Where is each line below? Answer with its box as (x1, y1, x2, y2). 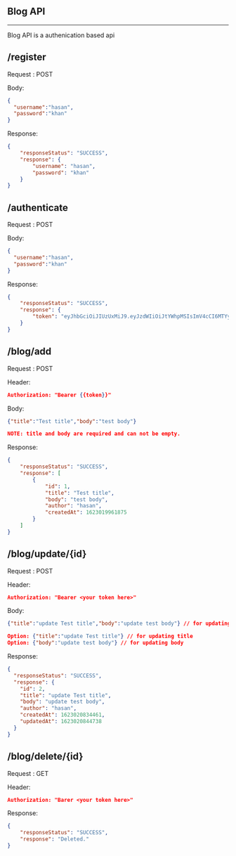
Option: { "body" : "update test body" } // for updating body (7, 640, 184, 647)
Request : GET (7, 769, 49, 777)
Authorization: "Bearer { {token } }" (7, 391, 112, 398)
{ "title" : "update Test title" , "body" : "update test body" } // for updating (7, 620, 231, 628)
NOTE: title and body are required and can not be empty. (7, 430, 181, 438)
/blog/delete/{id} (7, 751, 84, 763)
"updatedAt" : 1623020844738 (20, 718, 102, 725)
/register (7, 51, 46, 63)
